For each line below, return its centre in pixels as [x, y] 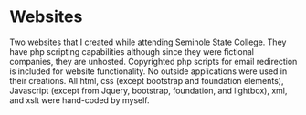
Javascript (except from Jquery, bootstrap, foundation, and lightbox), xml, [148, 90]
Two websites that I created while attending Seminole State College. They [148, 42]
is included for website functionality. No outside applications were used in [148, 71]
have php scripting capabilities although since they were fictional [132, 51]
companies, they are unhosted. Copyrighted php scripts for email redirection [153, 61]
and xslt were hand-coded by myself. [79, 100]
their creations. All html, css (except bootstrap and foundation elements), [147, 80]
